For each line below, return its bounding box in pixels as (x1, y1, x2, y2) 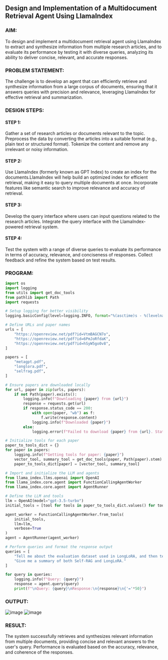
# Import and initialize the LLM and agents (5, 470, 99, 476)
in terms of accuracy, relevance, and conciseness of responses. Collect (5, 251, 153, 257)
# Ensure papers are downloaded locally (5, 382, 91, 387)
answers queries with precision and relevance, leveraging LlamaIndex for (5, 89, 156, 95)
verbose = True (14, 526, 41, 531)
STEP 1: (5, 119, 21, 125)
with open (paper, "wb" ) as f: (31, 411, 95, 416)
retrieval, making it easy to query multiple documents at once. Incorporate (5, 180, 158, 186)
